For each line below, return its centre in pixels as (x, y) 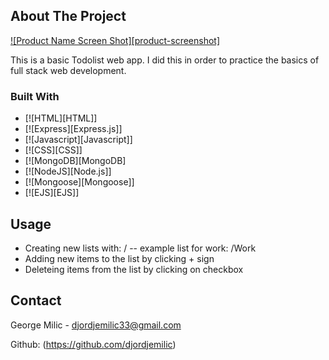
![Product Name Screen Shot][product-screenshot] (115, 40)
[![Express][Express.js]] (73, 129)
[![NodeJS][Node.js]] (68, 171)
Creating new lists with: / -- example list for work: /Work (140, 248)
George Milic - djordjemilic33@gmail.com (96, 325)
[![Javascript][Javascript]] (78, 140)
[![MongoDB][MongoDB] (75, 161)
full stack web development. (68, 70)
